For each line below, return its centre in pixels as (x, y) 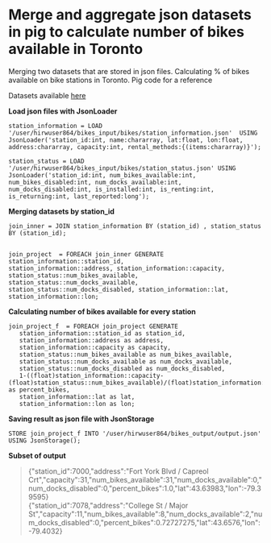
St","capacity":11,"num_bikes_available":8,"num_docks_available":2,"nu (145, 514)
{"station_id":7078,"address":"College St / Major (108, 505)
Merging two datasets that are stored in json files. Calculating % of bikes (129, 71)
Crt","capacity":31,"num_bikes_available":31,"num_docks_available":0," (145, 479)
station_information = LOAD (56, 126)
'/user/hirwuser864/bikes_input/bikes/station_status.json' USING (122, 168)
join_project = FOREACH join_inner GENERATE (86, 254)
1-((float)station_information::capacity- (91, 375)
